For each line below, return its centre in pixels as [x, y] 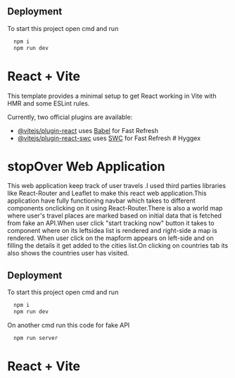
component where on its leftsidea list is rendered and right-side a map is [112, 231]
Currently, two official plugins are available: [70, 117]
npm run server [36, 338]
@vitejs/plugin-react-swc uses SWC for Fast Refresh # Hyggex [109, 138]
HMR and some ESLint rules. [49, 103]
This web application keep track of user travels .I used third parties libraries [117, 186]
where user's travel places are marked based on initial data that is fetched [114, 216]
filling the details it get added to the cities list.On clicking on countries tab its [118, 246]
